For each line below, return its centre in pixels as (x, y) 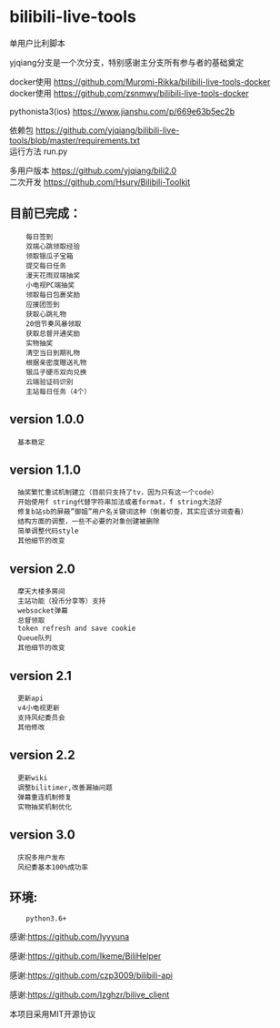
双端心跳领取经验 (53, 246)
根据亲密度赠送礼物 (56, 362)
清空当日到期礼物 (53, 352)
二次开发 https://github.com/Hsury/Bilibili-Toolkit (100, 182)
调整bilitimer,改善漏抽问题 (65, 788)
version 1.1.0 (45, 469)
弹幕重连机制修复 (45, 797)
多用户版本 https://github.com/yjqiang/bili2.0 (93, 170)
